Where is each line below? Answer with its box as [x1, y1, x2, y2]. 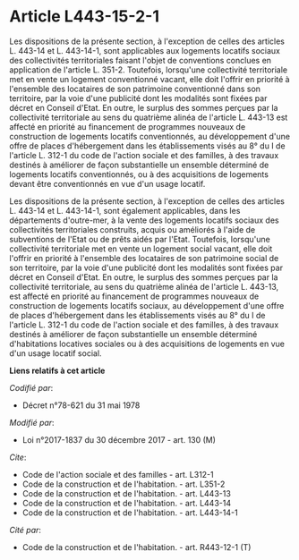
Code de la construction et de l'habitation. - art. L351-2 [21, 479, 226, 489]
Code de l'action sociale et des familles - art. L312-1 [21, 469, 215, 479]
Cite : [9, 452, 27, 462]
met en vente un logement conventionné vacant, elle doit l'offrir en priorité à [9, 73, 290, 84]
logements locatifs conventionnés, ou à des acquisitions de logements [9, 168, 269, 180]
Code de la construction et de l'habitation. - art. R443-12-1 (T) [21, 541, 252, 552]
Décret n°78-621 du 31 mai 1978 [21, 400, 141, 411]
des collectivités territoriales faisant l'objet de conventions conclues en [9, 55, 271, 65]
